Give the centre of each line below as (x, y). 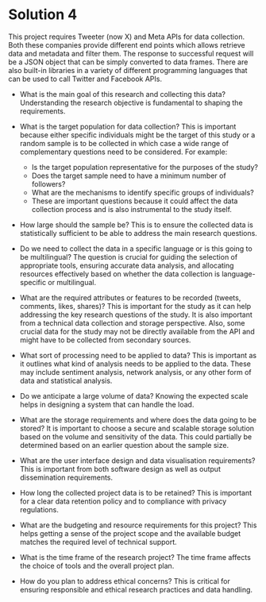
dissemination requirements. (66, 477)
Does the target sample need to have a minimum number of (129, 176)
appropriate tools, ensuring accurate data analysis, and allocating (127, 265)
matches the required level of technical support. (98, 542)
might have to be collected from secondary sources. (105, 340)
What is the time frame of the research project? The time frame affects (135, 557)
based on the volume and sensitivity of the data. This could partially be (136, 436)
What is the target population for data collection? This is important (128, 126)
